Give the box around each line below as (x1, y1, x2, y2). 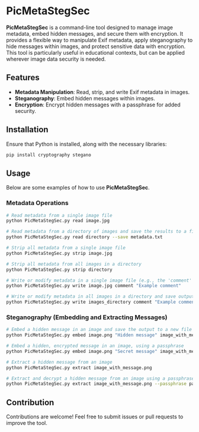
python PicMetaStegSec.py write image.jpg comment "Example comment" (6, 283, 182, 289)
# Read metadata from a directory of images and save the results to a (6, 229, 187, 235)
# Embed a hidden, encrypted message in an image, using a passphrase (6, 343, 184, 349)
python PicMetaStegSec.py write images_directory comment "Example (6, 299, 176, 305)
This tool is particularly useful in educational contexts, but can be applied (6, 49, 185, 56)
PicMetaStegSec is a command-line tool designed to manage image (6, 24, 174, 31)
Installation (6, 125, 49, 135)
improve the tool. (6, 420, 47, 427)
